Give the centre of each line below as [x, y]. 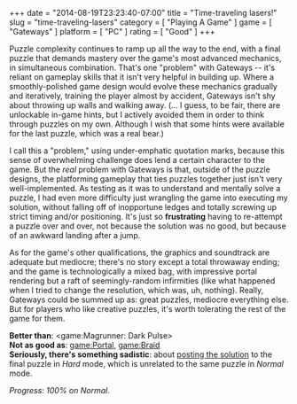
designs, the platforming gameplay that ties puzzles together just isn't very [146, 179]
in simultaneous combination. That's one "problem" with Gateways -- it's [142, 67]
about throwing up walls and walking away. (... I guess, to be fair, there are [145, 105]
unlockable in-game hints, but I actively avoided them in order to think [137, 115]
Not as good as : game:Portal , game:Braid [85, 345]
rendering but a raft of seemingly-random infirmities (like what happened [142, 281]
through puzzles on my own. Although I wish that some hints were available [147, 124]
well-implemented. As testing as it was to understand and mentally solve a [145, 188]
